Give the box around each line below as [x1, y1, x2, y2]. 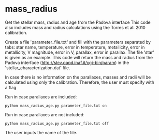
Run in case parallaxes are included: [5, 93, 77, 100]
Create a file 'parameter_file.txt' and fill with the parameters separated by [5, 39, 151, 45]
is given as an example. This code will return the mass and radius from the [5, 54, 153, 60]
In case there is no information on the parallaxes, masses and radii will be [5, 74, 151, 80]
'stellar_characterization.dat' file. [5, 64, 70, 71]
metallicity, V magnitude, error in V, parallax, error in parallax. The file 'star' [5, 49, 155, 55]
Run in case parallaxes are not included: [5, 111, 85, 117]
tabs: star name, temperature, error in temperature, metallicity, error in [5, 44, 145, 50]
